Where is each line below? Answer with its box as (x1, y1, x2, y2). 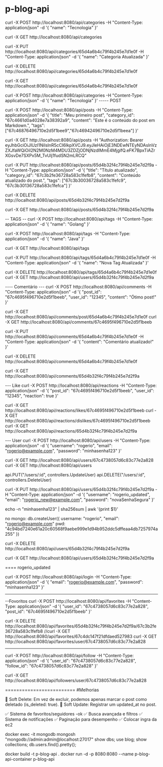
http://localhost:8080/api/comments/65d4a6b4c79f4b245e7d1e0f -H (5, 333, 144, 339)
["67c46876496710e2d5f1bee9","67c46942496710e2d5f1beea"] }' (5, 127, 139, 133)
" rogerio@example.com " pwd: (5, 521, 65, 526)
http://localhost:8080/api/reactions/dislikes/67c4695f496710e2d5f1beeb (5, 418, 150, 423)
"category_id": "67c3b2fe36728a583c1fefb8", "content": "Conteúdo (5, 172, 141, 178)
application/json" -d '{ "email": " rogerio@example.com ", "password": (5, 579, 144, 585)
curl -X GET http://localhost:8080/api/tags (5, 245, 90, 251)
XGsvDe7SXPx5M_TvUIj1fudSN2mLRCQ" (5, 152, 87, 158)
